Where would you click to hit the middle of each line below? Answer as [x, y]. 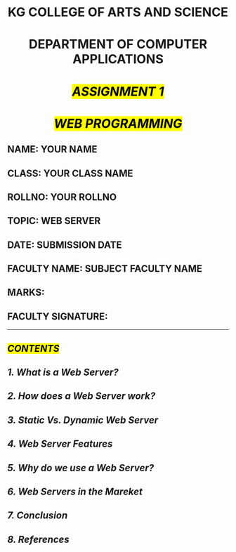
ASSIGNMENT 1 [118, 91]
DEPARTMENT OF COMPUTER [118, 45]
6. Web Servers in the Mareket [75, 492]
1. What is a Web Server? [63, 373]
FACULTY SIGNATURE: [58, 316]
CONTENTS [33, 348]
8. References [39, 539]
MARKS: [26, 293]
